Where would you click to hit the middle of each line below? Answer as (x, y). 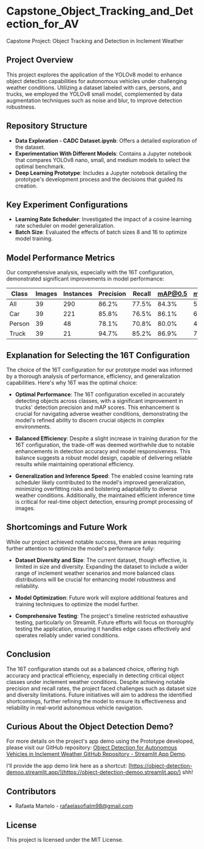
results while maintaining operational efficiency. (75, 464)
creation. (26, 186)
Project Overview (40, 60)
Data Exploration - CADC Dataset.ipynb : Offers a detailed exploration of (106, 140)
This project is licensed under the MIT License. (65, 840)
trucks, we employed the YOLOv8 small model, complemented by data (94, 94)
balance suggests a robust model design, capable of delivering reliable (104, 458)
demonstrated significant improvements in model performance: (85, 279)
